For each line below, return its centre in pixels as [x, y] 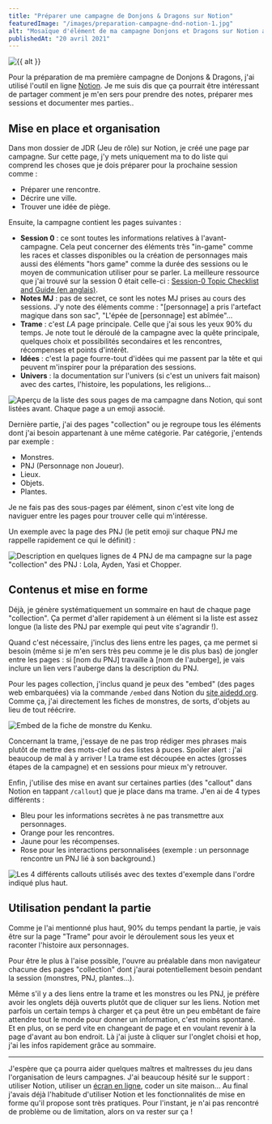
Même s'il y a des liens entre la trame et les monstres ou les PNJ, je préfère [134, 994]
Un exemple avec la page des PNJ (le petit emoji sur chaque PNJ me [123, 532]
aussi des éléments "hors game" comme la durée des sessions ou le [134, 264]
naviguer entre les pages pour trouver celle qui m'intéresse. [108, 516]
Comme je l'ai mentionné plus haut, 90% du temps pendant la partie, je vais [135, 927]
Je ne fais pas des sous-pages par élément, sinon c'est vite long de [121, 508]
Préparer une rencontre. [60, 189]
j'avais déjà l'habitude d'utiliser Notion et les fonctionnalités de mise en [127, 1094]
